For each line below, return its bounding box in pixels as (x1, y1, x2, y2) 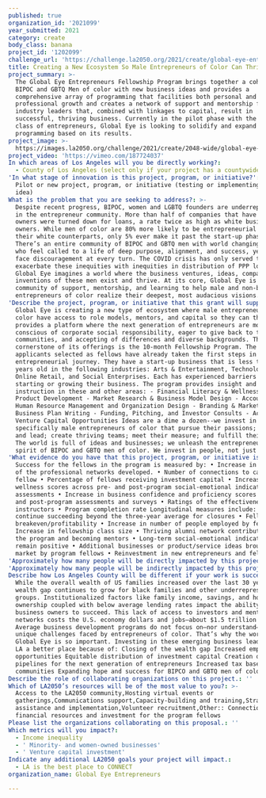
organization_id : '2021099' (8, 19, 101, 27)
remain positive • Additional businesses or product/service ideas (15, 542, 243, 550)
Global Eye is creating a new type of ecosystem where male (15, 306, 218, 314)
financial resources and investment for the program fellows (15, 712, 222, 720)
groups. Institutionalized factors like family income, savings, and (15, 594, 249, 601)
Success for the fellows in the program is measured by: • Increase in (15, 461, 257, 469)
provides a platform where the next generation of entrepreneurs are (15, 321, 249, 329)
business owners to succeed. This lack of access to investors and (15, 608, 243, 617)
